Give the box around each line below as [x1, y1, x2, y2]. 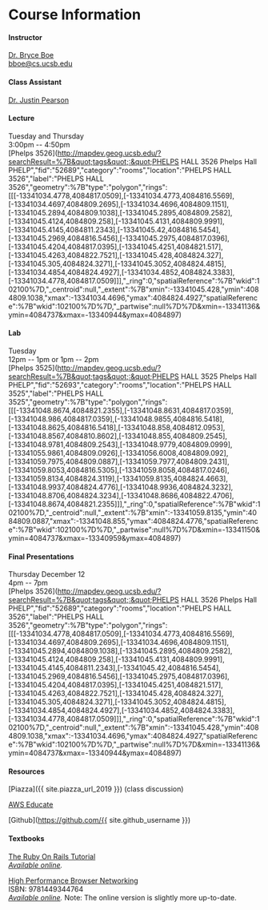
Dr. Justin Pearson [8, 95, 70, 105]
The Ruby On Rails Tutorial [8, 852, 96, 861]
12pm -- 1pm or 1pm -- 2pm [8, 355, 99, 364]
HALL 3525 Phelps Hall [181, 372, 258, 381]
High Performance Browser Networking [8, 876, 138, 885]
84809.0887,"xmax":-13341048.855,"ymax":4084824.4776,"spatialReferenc [8, 517, 258, 525]
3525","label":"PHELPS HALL [8, 389, 104, 398]
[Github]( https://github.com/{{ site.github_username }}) [8, 815, 191, 825]
